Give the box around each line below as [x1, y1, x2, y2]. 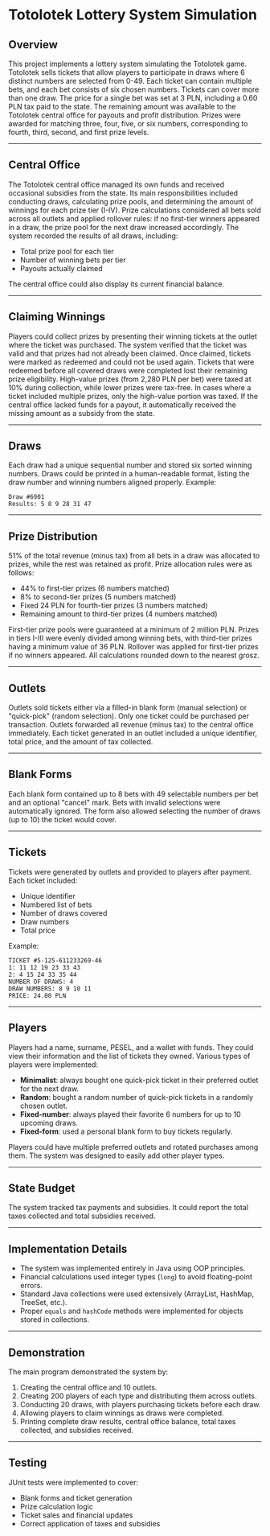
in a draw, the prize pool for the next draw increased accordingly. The [8, 222, 239, 232]
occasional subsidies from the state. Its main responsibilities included [8, 187, 239, 198]
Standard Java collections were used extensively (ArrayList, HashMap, [19, 1289, 255, 1299]
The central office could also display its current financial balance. [8, 279, 225, 289]
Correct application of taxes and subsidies [19, 1518, 161, 1528]
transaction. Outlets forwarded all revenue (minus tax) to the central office [8, 720, 254, 730]
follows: [8, 568, 35, 578]
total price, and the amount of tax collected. [8, 737, 153, 747]
